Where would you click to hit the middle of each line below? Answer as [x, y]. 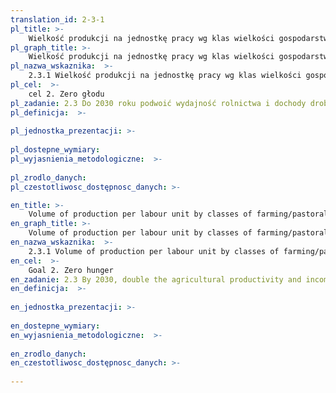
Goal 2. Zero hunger [71, 270]
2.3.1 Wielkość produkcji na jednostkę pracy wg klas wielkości [165, 76]
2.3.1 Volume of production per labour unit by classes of [154, 251]
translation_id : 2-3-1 [57, 19]
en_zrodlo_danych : [48, 354]
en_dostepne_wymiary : [55, 326]
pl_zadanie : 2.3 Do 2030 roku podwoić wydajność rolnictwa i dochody [158, 103]
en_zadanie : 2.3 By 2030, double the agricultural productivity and [156, 279]
